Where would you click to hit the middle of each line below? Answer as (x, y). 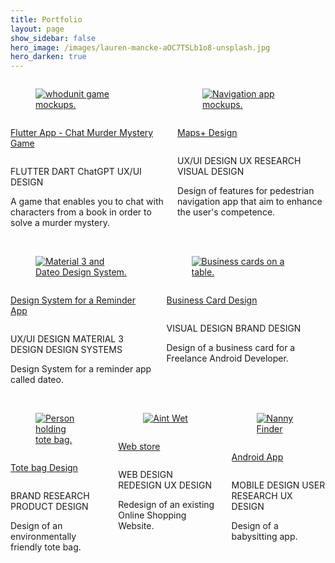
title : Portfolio (46, 19)
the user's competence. (226, 212)
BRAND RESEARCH (50, 496)
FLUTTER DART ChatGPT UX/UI (76, 172)
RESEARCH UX (262, 496)
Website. (136, 526)
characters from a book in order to (81, 212)
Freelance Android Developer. (227, 358)
